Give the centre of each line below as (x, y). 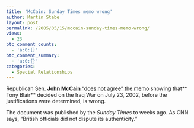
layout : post (22, 22)
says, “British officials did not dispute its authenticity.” (72, 119)
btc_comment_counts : (32, 45)
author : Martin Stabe (33, 17)
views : (14, 34)
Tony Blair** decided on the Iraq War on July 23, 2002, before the (87, 95)
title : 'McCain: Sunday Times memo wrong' (59, 12)
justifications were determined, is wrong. (56, 101)
